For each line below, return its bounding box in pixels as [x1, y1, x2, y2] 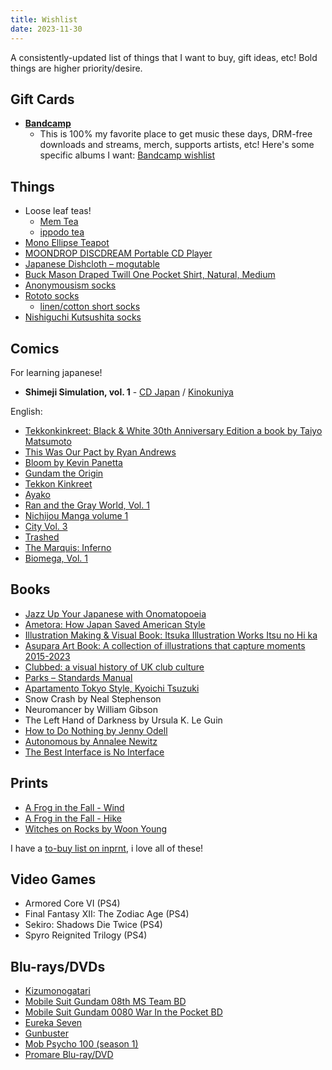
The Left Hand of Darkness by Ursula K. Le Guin [24, 714, 223, 726]
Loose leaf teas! [24, 205, 92, 217]
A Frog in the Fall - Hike [24, 812, 122, 824]
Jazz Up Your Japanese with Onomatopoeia [24, 607, 207, 620]
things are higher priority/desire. [10, 62, 143, 74]
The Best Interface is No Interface [24, 746, 165, 758]
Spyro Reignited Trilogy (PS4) [24, 929, 148, 941]
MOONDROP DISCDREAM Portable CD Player [24, 247, 213, 260]
